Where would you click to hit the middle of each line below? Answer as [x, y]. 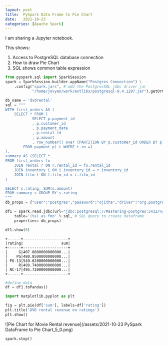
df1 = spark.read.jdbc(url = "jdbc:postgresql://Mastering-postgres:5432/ [82, 211]
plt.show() [16, 314]
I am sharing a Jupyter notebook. [39, 38]
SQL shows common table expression [51, 68]
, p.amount [43, 137]
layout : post [19, 10]
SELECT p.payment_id [53, 119]
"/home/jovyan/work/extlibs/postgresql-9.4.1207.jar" [89, 91]
